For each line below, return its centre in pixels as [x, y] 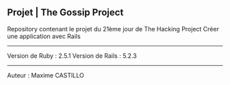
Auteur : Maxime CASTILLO [46, 75]
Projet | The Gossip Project [65, 13]
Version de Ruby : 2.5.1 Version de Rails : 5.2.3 [72, 56]
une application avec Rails [44, 36]
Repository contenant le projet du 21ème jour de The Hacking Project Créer [113, 29]
